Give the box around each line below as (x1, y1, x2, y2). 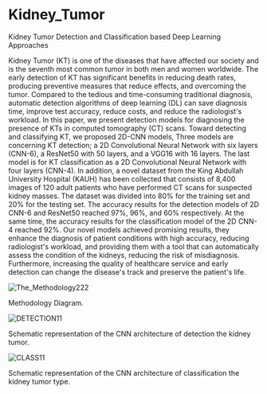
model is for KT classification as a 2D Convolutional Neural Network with (8, 157, 247, 166)
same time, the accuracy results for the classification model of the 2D (8, 217, 237, 226)
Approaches (8, 40, 49, 49)
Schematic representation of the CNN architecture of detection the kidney (8, 329, 251, 338)
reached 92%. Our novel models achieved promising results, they (14, 224, 230, 234)
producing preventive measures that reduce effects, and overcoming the (8, 81, 247, 91)
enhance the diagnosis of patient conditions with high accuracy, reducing (8, 233, 249, 243)
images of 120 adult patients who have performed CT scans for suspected (8, 182, 253, 192)
